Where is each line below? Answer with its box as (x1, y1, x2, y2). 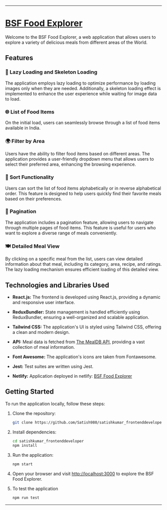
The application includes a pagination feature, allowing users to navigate (5, 219, 154, 225)
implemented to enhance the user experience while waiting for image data (5, 91, 158, 97)
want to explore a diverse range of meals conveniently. (5, 230, 118, 236)
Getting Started (5, 388, 54, 396)
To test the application (12, 486, 58, 492)
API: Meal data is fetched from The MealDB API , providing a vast (12, 339, 145, 345)
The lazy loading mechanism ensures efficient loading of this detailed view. (5, 267, 159, 273)
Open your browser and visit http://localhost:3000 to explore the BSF (12, 471, 154, 477)
